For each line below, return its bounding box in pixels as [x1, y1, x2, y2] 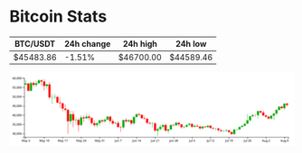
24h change [64, 39, 111, 49]
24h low [175, 39, 207, 49]
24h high [122, 39, 158, 49]
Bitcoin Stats [9, 6, 108, 27]
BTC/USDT [14, 39, 56, 49]
